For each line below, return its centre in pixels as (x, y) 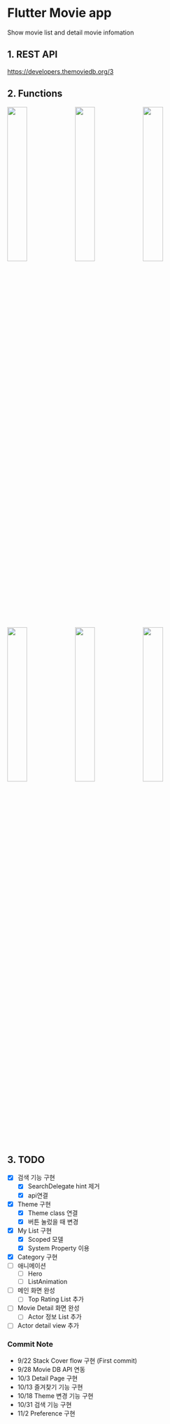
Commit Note (30, 1345)
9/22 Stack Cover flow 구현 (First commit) (77, 1360)
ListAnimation (48, 1282)
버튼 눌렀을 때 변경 (53, 1221)
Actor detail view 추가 (48, 1326)
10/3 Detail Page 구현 (48, 1378)
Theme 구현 (34, 1204)
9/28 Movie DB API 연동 (51, 1369)
